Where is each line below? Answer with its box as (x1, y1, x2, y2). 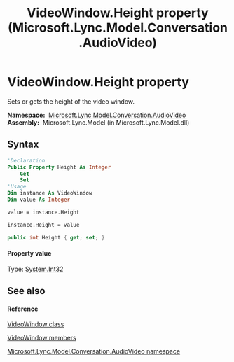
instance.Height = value (7, 221, 80, 228)
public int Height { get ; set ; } (7, 234, 105, 241)
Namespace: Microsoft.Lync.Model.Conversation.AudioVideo (7, 111, 186, 119)
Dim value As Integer (7, 196, 71, 203)
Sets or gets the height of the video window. (7, 97, 135, 106)
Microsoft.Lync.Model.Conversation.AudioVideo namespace (7, 347, 181, 356)
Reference (7, 305, 39, 313)
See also (7, 285, 46, 297)
